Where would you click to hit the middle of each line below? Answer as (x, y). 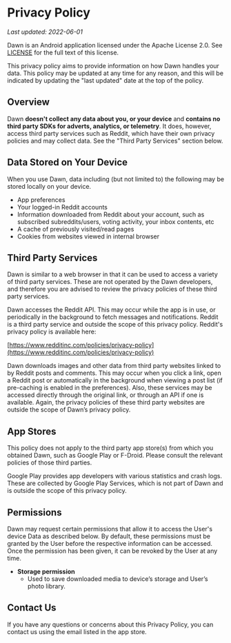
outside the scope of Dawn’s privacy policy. (69, 410)
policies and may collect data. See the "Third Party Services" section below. (115, 141)
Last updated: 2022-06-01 (45, 32)
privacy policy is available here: (52, 331)
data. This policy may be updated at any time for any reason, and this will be (115, 73)
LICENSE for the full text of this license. (63, 52)
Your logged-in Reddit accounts (62, 207)
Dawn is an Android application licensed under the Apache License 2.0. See (115, 45)
